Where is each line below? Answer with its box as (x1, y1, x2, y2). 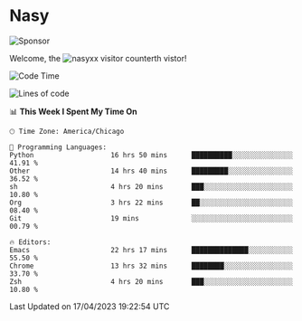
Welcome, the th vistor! (9, 52, 187, 63)
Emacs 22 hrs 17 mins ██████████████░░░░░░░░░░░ (9, 245, 294, 254)
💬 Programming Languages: (9, 142, 107, 152)
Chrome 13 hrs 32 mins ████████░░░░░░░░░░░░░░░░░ (9, 261, 294, 270)
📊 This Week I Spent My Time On (9, 106, 137, 117)
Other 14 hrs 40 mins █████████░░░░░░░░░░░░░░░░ (9, 166, 294, 175)
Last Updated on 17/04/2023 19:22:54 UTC (9, 300, 170, 312)
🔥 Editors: (9, 237, 52, 247)
